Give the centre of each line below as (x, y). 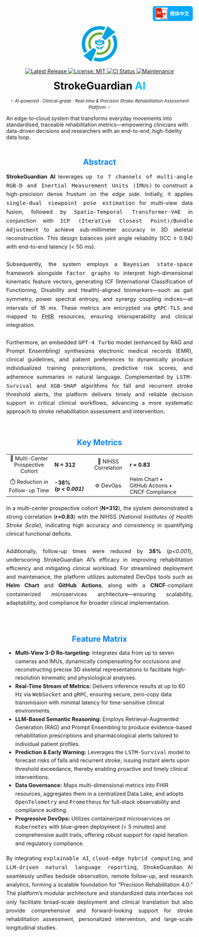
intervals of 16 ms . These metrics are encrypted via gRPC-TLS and (99, 308)
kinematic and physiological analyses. (89, 678)
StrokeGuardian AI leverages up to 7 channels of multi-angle (99, 177)
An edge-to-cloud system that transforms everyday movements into (89, 118)
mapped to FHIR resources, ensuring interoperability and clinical (99, 316)
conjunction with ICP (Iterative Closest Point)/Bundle (99, 221)
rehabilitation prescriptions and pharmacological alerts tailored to (97, 736)
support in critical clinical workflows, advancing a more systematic (99, 403)
